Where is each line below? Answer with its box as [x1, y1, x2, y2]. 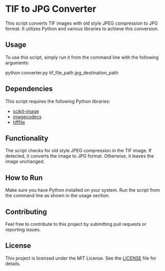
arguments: [5, 60, 30, 66]
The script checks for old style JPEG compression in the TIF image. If [5, 148, 152, 154]
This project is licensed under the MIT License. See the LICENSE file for [5, 255, 157, 261]
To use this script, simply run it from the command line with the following [5, 54, 159, 60]
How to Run [5, 173, 43, 182]
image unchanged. [5, 158, 45, 165]
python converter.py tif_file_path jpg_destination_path [5, 69, 119, 76]
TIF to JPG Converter [5, 3, 96, 15]
